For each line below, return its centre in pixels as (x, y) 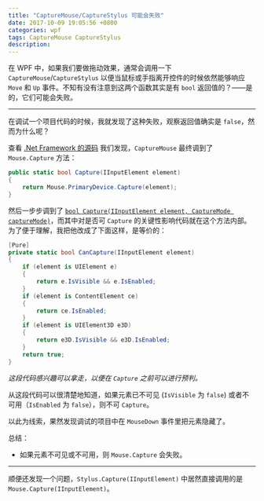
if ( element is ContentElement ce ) (81, 296)
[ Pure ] (19, 245)
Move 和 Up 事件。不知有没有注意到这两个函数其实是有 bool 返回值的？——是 (130, 88)
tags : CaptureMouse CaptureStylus (65, 37)
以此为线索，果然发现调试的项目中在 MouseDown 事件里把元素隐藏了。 (119, 421)
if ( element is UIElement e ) (70, 267)
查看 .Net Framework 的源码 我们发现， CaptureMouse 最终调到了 (111, 148)
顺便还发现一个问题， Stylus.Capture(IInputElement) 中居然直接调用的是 (126, 478)
